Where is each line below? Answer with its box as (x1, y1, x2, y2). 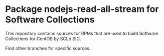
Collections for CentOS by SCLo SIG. (5, 36, 81, 42)
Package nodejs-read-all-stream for (5, 3, 159, 15)
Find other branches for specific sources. (5, 45, 91, 51)
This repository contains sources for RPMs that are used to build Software (5, 30, 158, 36)
